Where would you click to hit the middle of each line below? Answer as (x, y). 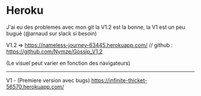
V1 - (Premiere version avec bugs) (48, 80)
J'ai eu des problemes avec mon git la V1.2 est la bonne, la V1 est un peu (96, 27)
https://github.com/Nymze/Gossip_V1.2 (54, 51)
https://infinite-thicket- (119, 80)
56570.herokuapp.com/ (35, 86)
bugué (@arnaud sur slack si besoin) (51, 33)
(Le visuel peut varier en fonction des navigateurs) (68, 63)
